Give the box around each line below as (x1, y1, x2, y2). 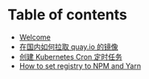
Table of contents (7, 6, 128, 24)
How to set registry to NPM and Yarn (19, 60, 142, 70)
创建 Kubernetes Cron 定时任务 (19, 52, 122, 61)
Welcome (19, 32, 52, 42)
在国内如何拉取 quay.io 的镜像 (19, 42, 118, 52)
